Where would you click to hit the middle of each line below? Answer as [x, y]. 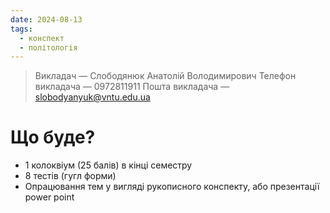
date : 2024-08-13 [46, 19]
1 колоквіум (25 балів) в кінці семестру [108, 165]
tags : [21, 29]
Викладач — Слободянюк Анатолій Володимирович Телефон [165, 76]
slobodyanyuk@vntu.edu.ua [92, 97]
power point [49, 197]
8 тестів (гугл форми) [70, 176]
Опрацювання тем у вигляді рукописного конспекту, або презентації [172, 187]
